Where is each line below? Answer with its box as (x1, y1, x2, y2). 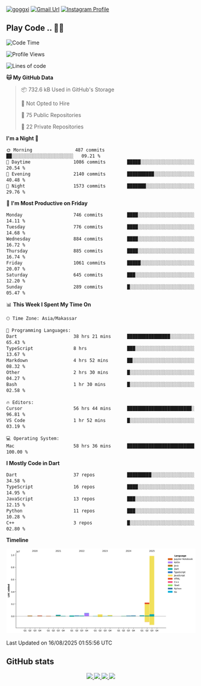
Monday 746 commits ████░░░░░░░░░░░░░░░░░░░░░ (6, 212, 195, 218)
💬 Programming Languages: (6, 327, 71, 333)
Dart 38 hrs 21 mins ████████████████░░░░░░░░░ (6, 333, 195, 339)
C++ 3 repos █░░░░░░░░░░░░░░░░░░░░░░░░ (6, 520, 195, 526)
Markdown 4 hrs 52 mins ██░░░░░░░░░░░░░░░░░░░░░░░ (6, 357, 195, 363)
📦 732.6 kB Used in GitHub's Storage (20, 86, 115, 93)
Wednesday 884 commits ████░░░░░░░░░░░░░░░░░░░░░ (6, 236, 195, 242)
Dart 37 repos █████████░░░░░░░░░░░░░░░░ (6, 472, 195, 478)
